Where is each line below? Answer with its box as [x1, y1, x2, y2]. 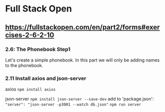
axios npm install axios [5, 86, 56, 92]
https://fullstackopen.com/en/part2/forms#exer [5, 23, 160, 31]
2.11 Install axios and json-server [5, 74, 87, 81]
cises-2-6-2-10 [5, 30, 54, 39]
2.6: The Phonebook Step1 [5, 45, 71, 52]
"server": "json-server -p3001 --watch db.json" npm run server [5, 102, 141, 107]
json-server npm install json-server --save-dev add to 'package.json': [5, 96, 154, 102]
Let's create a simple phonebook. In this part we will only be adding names [5, 57, 160, 63]
